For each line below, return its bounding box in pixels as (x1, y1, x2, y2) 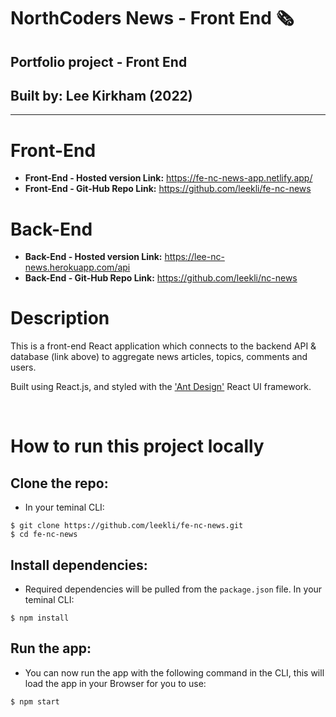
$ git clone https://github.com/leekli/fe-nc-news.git (10, 521, 244, 531)
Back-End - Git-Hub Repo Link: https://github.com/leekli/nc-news (24, 272, 298, 284)
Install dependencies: (10, 556, 148, 574)
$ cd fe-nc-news (10, 530, 78, 540)
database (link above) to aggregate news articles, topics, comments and (10, 351, 308, 363)
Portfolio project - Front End (10, 53, 188, 70)
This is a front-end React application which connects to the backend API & (10, 340, 317, 352)
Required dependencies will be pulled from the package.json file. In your (24, 583, 323, 595)
